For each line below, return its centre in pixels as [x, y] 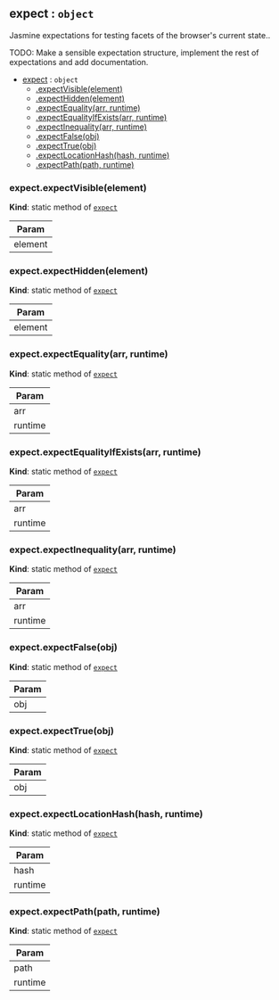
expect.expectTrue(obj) [62, 731]
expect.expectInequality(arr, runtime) [93, 550]
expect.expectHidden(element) [79, 271]
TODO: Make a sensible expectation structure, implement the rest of [135, 53]
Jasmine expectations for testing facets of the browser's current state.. [140, 35]
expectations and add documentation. [79, 62]
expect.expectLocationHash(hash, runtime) [106, 814]
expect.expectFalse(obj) [63, 648]
